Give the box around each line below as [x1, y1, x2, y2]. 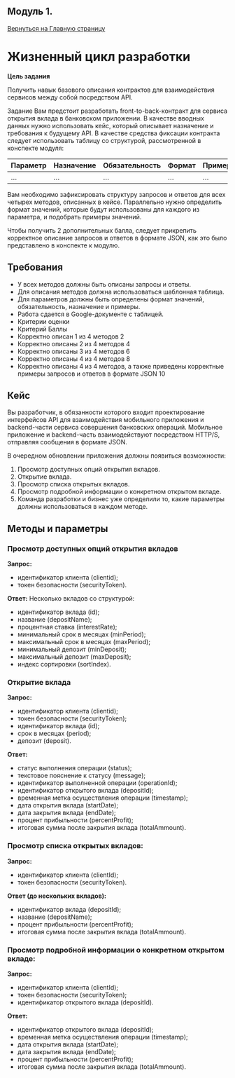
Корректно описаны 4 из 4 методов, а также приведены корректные [17, 362, 225, 370]
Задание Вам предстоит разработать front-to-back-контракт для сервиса [7, 107, 228, 115]
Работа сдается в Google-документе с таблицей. [17, 310, 164, 318]
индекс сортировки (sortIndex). [17, 660, 111, 669]
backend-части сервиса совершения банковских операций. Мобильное [7, 423, 223, 432]
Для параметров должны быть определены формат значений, [17, 294, 205, 303]
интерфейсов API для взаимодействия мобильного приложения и [7, 416, 204, 424]
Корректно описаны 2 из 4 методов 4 [17, 339, 131, 348]
